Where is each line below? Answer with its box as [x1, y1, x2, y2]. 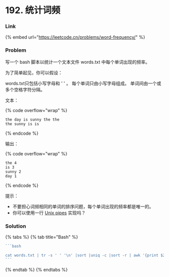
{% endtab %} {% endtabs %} [5, 266, 68, 272]
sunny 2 [5, 169, 22, 174]
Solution [5, 222, 27, 229]
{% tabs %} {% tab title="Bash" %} [5, 234, 78, 240]
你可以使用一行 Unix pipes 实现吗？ [12, 210, 86, 216]
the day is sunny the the [5, 117, 59, 122]
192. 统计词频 [5, 5, 61, 16]
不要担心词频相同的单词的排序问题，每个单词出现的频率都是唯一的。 [12, 203, 154, 209]
